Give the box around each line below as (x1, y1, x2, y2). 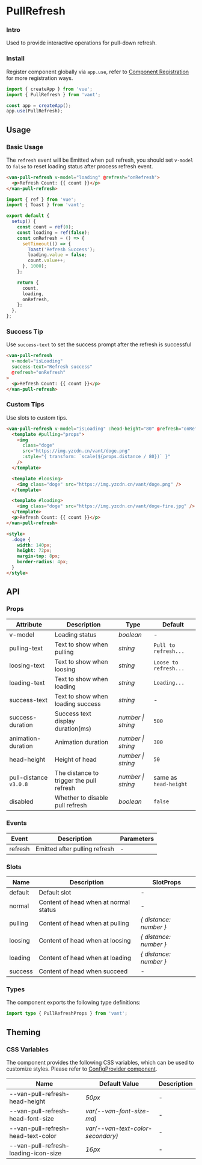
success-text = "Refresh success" (11, 364, 93, 370)
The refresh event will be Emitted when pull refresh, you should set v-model (6, 156, 194, 164)
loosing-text (9, 661, 45, 670)
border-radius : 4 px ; (17, 559, 69, 565)
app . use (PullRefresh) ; (6, 108, 63, 114)
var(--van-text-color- (85, 1124, 152, 1133)
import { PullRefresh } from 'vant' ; (6, 91, 101, 97)
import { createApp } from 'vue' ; (6, 86, 93, 92)
